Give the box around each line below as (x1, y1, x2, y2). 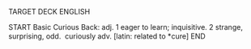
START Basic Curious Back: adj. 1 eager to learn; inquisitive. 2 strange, (8, 22, 243, 31)
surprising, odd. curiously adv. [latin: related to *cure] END (8, 31, 206, 41)
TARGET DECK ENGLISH (8, 7, 91, 16)
